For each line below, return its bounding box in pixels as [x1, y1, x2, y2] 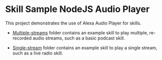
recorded [12, 35, 32, 41]
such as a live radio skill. [12, 50, 63, 56]
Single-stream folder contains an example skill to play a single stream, [12, 44, 157, 50]
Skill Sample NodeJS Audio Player [5, 3, 150, 15]
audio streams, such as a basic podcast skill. [32, 35, 125, 41]
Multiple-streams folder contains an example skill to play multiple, [12, 29, 148, 35]
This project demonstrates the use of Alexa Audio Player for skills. [5, 20, 141, 26]
